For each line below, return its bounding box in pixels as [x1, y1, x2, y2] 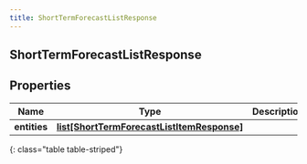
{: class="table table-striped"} [9, 143, 123, 155]
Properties [9, 78, 71, 94]
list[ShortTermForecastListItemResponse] [56, 120, 244, 133]
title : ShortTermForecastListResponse [9, 13, 157, 23]
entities [14, 120, 48, 133]
